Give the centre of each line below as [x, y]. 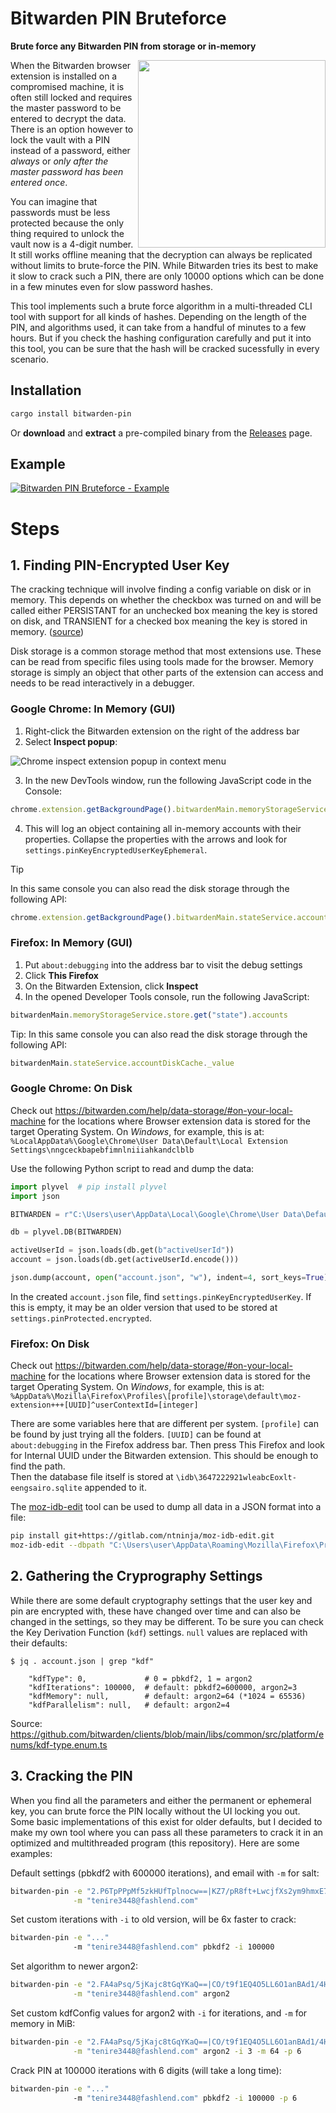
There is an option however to [72, 129]
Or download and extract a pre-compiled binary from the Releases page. [161, 433]
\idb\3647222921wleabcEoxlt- [236, 1478]
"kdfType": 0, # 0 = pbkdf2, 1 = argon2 [140, 1678]
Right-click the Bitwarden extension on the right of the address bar [162, 731]
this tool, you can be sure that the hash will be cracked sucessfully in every [165, 348]
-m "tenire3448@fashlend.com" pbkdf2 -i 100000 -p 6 [185, 2098]
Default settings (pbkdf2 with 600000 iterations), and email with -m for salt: [165, 1873]
